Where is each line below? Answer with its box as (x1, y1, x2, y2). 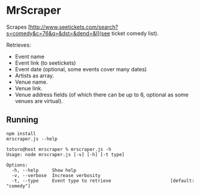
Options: (6, 162, 28, 168)
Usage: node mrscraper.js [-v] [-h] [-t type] (6, 151, 125, 157)
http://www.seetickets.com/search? (29, 23, 118, 31)
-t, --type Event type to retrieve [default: (11, 178, 195, 184)
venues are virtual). (14, 97, 63, 105)
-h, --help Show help (11, 167, 77, 173)
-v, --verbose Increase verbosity (11, 172, 101, 178)
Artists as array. (14, 72, 54, 79)
